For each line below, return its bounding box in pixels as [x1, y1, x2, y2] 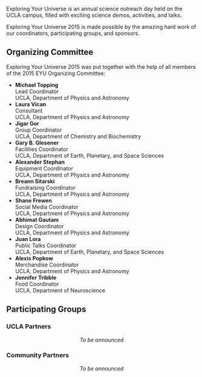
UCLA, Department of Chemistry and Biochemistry [15, 132, 142, 140]
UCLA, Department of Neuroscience [15, 286, 106, 294]
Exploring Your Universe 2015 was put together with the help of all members [6, 63, 197, 70]
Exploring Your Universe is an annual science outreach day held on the [6, 5, 183, 12]
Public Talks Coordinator [15, 242, 77, 249]
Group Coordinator [15, 126, 62, 134]
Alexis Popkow [15, 254, 53, 262]
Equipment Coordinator [15, 164, 74, 172]
